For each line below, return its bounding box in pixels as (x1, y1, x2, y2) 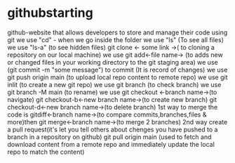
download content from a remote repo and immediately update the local (7, 140, 215, 148)
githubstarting (7, 5, 93, 21)
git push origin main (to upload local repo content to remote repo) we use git (7, 72, 228, 81)
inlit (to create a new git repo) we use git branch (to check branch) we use (7, 80, 222, 89)
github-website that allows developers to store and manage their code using (7, 28, 228, 37)
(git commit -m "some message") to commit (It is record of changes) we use (7, 65, 228, 74)
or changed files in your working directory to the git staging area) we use (7, 58, 219, 66)
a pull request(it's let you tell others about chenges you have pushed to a (7, 125, 218, 133)
